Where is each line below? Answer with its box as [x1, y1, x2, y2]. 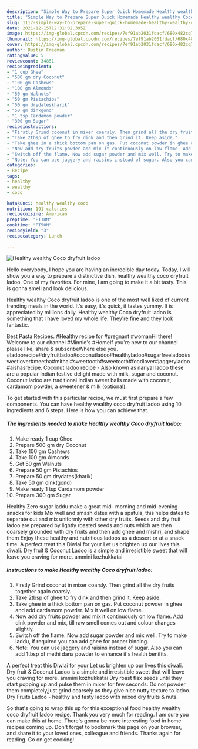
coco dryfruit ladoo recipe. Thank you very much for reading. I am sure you [6, 711, 189, 718]
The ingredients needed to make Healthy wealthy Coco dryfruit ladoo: [6, 420, 182, 428]
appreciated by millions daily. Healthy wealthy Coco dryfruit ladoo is [6, 308, 172, 316]
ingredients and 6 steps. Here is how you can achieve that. [6, 406, 149, 413]
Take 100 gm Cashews [15, 448, 70, 455]
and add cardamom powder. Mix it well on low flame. [15, 606, 143, 613]
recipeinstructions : [6, 124, 58, 130]
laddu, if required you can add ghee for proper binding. [15, 638, 149, 645]
